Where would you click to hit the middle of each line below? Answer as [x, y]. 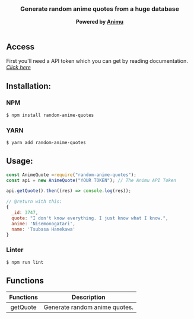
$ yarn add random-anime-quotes [46, 142]
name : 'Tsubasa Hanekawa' [44, 229]
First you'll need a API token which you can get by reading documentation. [97, 61]
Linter [15, 250]
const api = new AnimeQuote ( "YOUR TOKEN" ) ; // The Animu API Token [91, 180]
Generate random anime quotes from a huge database [100, 9]
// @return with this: [34, 202]
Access [20, 47]
